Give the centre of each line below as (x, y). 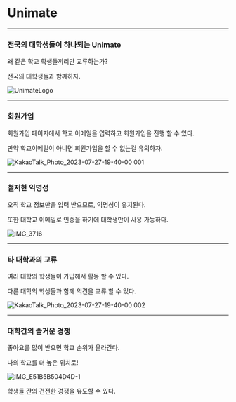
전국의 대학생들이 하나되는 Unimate (64, 45)
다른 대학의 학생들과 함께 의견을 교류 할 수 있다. (72, 291)
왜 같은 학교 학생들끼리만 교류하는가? (58, 62)
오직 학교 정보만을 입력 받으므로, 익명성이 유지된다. (77, 204)
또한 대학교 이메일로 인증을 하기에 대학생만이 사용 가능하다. (88, 220)
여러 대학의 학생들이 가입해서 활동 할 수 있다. (68, 276)
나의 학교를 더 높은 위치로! (43, 363)
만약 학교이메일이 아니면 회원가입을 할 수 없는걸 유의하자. (85, 148)
